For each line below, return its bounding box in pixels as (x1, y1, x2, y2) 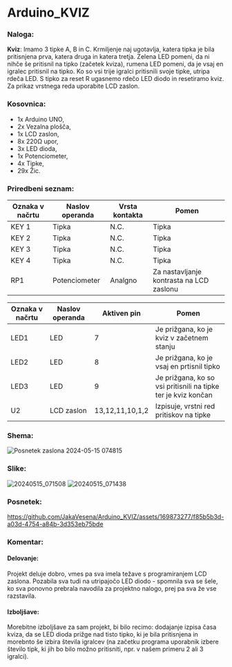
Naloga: (7, 30, 35, 39)
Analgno (110, 275, 137, 285)
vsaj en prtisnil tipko (155, 362, 221, 372)
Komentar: (7, 537, 43, 547)
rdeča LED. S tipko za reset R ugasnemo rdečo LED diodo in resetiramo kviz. (7, 75, 224, 83)
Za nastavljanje (153, 267, 202, 277)
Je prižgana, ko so (155, 373, 215, 383)
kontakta (113, 210, 144, 220)
